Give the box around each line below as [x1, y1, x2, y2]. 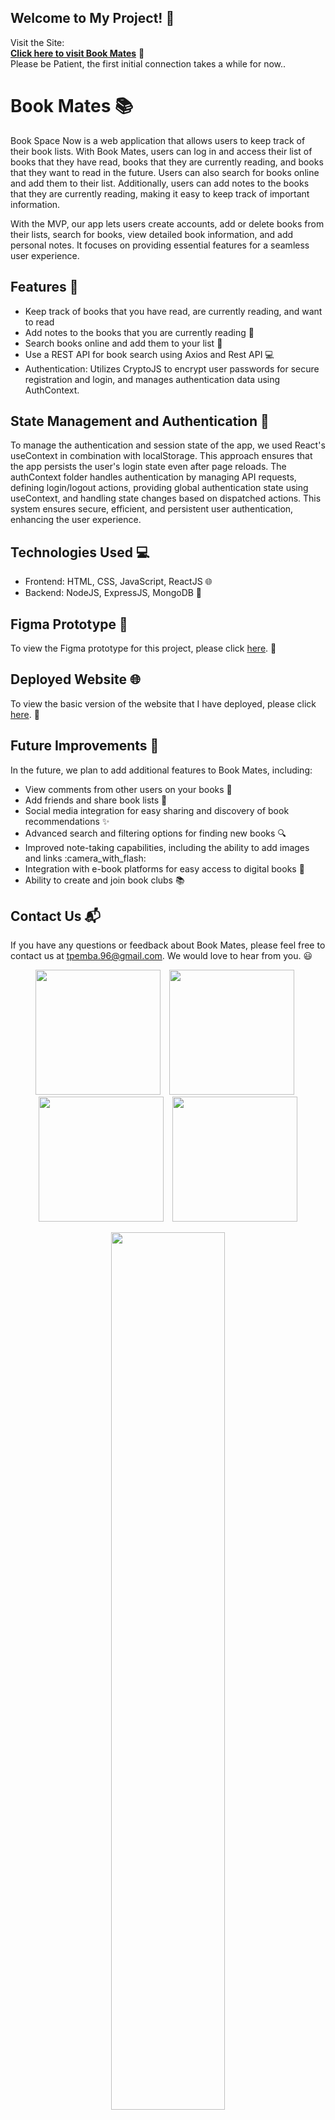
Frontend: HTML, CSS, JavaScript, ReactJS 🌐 [24, 576, 213, 588]
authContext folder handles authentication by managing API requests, [10, 471, 297, 483]
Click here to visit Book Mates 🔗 [10, 47, 145, 59]
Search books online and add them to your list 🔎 [24, 337, 223, 349]
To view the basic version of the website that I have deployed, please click [10, 697, 317, 710]
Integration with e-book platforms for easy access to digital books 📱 [24, 862, 305, 875]
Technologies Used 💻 [10, 544, 150, 561]
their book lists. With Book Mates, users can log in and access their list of [10, 145, 313, 157]
